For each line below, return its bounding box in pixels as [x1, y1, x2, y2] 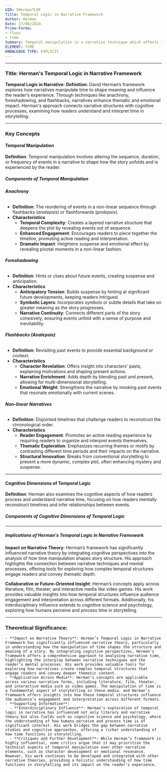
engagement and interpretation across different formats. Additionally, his [5, 597, 154, 603]
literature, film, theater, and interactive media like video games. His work [5, 586, 153, 592]
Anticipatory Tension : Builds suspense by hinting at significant [19, 288, 150, 294]
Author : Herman [5, 16, 37, 21]
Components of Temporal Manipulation [5, 175, 88, 182]
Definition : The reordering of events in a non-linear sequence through [12, 204, 157, 210]
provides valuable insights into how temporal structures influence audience [5, 591, 159, 598]
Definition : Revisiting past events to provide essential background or [12, 347, 153, 353]
